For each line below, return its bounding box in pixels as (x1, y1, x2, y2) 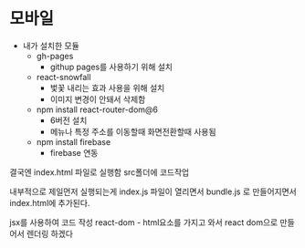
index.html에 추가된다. (9, 197, 90, 208)
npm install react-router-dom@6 (36, 104, 158, 115)
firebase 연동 (49, 147, 99, 158)
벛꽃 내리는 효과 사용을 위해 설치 (49, 82, 165, 93)
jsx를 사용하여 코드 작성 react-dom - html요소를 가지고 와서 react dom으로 (9, 216, 279, 228)
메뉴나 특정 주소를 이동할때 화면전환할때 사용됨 (49, 126, 216, 137)
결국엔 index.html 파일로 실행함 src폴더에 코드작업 (9, 166, 190, 178)
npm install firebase (36, 136, 111, 147)
